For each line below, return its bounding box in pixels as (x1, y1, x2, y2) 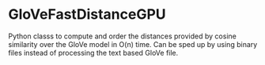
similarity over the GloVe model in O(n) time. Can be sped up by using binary (8, 39, 258, 49)
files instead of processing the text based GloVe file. (8, 48, 179, 57)
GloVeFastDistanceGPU (8, 5, 166, 23)
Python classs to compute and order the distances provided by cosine (8, 31, 237, 41)
